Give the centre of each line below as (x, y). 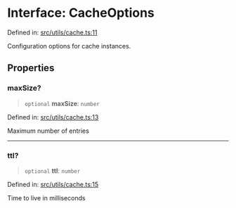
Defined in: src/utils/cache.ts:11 (52, 32)
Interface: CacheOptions (81, 13)
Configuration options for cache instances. (69, 46)
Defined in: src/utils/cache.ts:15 (53, 184)
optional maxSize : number (62, 103)
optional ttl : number (52, 171)
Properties (31, 68)
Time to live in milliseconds (46, 197)
